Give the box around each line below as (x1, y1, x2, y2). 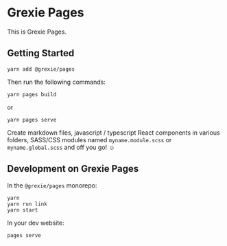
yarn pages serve (7, 116, 57, 123)
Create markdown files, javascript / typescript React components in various (7, 128, 221, 137)
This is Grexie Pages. (7, 27, 67, 36)
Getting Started (7, 47, 75, 59)
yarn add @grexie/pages (7, 65, 75, 73)
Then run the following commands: (7, 78, 106, 86)
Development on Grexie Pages (7, 163, 139, 175)
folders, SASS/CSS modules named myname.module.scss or (7, 135, 172, 144)
